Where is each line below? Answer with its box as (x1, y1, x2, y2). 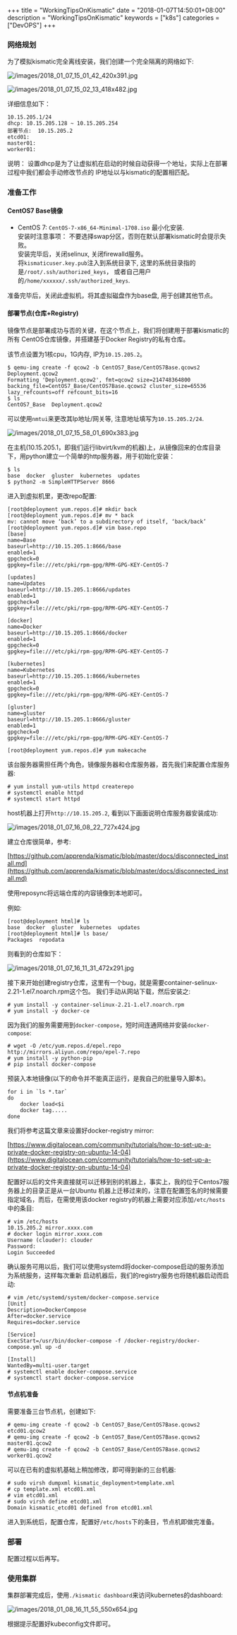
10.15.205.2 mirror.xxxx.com (7, 1224, 93, 1232)
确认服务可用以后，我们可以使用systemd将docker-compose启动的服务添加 (7, 1262, 224, 1270)
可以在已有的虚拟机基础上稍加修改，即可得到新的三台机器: (7, 1465, 176, 1474)
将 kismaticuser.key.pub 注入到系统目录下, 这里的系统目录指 (17, 259, 190, 267)
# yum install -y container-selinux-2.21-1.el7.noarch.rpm (7, 1001, 185, 1008)
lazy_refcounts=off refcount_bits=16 (7, 389, 119, 396)
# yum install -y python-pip (7, 1054, 93, 1062)
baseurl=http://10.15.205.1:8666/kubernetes (7, 673, 140, 680)
